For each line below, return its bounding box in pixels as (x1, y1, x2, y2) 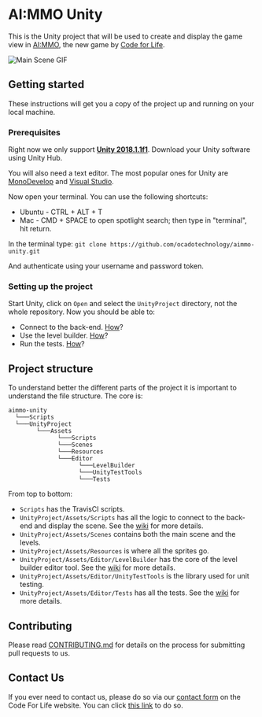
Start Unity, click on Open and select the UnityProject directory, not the (8, 299, 238, 309)
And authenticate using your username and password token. (8, 261, 205, 271)
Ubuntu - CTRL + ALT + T (19, 207, 103, 217)
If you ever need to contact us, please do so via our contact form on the (8, 692, 242, 701)
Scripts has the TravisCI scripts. (19, 504, 125, 514)
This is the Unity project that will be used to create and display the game (8, 31, 243, 41)
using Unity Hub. (8, 153, 63, 163)
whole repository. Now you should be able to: (8, 307, 156, 316)
